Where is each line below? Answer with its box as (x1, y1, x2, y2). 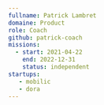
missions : (8, 41, 41, 49)
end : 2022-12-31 (22, 56, 76, 64)
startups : (8, 70, 41, 78)
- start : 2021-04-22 (15, 48, 83, 56)
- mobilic (18, 77, 51, 85)
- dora (18, 84, 41, 93)
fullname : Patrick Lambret (8, 11, 97, 20)
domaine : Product (8, 19, 65, 27)
